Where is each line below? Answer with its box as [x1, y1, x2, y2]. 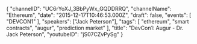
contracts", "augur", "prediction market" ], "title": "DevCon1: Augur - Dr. [6, 24, 184, 31]
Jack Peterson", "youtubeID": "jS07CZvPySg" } [6, 31, 124, 38]
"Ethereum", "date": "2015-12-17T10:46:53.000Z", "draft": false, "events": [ [6, 11, 192, 19]
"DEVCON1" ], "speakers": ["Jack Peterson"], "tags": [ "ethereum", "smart [6, 18, 189, 25]
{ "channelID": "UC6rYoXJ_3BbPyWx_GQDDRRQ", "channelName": [6, 5, 172, 12]
